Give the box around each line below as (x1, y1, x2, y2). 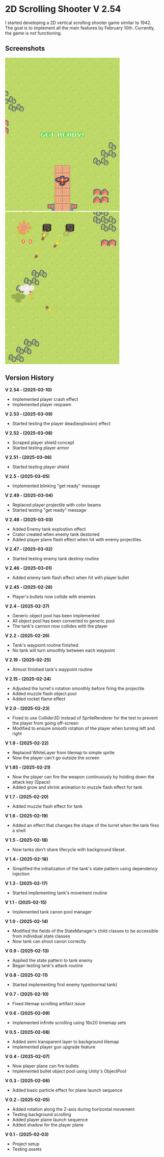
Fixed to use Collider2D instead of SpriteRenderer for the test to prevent (12, 715, 158, 720)
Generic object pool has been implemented (12, 612, 100, 618)
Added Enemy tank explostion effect (12, 526, 86, 532)
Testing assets (12, 1146, 42, 1152)
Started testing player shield (12, 464, 70, 469)
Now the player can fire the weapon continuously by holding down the (12, 773, 155, 779)
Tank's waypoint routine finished (12, 642, 79, 648)
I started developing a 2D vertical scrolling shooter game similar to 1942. (5, 20, 152, 26)
